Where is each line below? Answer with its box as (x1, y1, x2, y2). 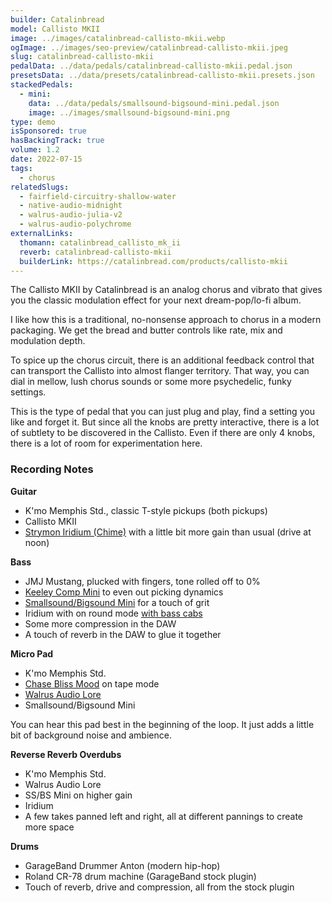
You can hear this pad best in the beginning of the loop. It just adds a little (10, 718, 315, 730)
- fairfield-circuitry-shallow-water (19, 191, 177, 201)
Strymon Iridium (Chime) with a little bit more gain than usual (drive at (24, 526, 312, 538)
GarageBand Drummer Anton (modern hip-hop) (24, 859, 221, 871)
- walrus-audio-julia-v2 (19, 210, 123, 220)
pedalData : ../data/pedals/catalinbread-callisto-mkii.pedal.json (10, 61, 293, 71)
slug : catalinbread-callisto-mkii (10, 52, 155, 62)
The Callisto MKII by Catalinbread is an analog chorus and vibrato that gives (10, 284, 323, 296)
